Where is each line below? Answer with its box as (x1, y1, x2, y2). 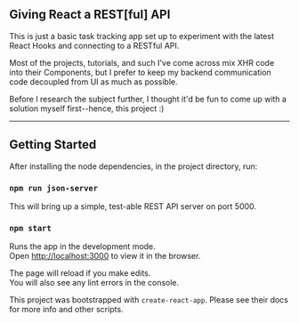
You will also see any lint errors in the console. (9, 278, 180, 288)
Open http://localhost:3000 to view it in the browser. (9, 251, 201, 262)
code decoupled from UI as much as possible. (9, 76, 178, 87)
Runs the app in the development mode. (9, 241, 156, 252)
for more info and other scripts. (9, 304, 124, 315)
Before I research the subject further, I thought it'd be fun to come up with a (9, 93, 287, 104)
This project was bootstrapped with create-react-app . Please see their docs (9, 295, 289, 305)
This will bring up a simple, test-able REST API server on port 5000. (9, 200, 256, 212)
